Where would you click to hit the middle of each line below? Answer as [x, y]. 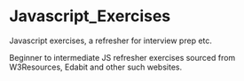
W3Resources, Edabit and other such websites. [96, 67]
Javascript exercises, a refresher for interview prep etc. [111, 40]
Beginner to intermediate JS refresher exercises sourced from [122, 57]
